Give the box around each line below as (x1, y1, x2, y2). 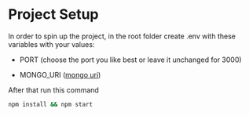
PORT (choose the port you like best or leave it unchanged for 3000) (19, 55, 242, 64)
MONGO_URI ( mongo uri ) (19, 70, 101, 79)
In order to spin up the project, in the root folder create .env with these (8, 31, 236, 41)
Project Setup (8, 5, 100, 24)
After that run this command (8, 85, 100, 95)
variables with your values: (8, 39, 95, 49)
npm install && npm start (8, 100, 93, 108)
